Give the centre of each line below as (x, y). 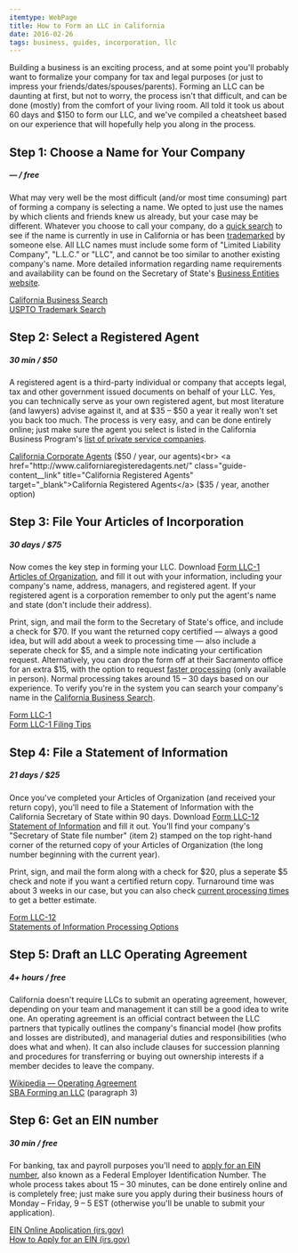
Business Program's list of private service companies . (108, 439)
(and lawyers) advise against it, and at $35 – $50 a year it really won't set (144, 410)
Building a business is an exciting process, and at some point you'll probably (149, 68)
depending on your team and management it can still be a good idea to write (149, 1009)
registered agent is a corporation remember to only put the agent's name (143, 595)
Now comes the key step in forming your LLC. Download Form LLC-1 (135, 567)
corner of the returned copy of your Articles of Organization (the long (137, 845)
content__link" (35, 475)
